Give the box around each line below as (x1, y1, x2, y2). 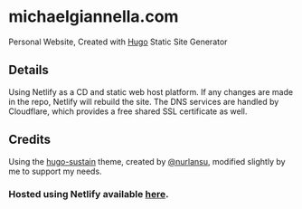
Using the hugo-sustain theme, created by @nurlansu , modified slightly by (8, 156, 286, 166)
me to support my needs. (8, 166, 102, 176)
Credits (8, 132, 52, 147)
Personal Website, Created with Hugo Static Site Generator (8, 36, 228, 47)
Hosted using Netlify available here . (8, 188, 169, 201)
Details (8, 62, 49, 78)
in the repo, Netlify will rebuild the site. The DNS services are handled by (8, 96, 279, 107)
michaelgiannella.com (8, 6, 179, 27)
